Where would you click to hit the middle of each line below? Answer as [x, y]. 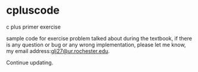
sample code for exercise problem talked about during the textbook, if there [99, 38]
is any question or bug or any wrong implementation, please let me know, [96, 45]
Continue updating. [30, 62]
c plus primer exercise [33, 27]
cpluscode [33, 10]
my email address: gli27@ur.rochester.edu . [58, 51]
